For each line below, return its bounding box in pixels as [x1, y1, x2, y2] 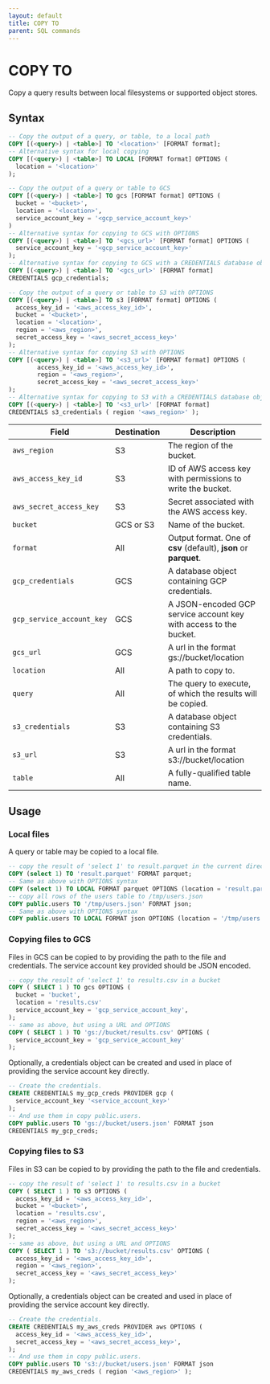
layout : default [8, 11, 63, 20]
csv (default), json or [167, 542, 248, 553]
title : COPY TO [8, 19, 59, 27]
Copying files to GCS [8, 934, 91, 945]
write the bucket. [167, 483, 231, 494]
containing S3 [167, 721, 221, 732]
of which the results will [167, 688, 257, 699]
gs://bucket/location [167, 652, 244, 663]
